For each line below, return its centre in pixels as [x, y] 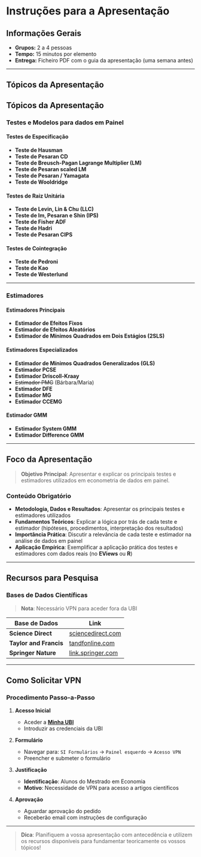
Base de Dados [36, 623]
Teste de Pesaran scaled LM [51, 169]
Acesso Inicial [33, 710]
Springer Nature [33, 653]
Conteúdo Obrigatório [39, 495]
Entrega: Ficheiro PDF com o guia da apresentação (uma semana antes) [104, 60]
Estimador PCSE [36, 369]
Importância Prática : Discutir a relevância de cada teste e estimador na [103, 534]
